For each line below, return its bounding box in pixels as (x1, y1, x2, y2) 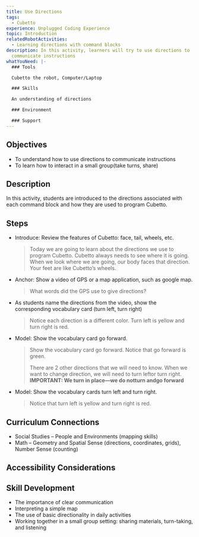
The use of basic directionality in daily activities (14, 511, 132, 519)
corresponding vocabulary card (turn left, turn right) (14, 306, 143, 313)
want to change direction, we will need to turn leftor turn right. (29, 370, 182, 378)
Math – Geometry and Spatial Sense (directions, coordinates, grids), (14, 439, 181, 446)
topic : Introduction (6, 31, 58, 37)
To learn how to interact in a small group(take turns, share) (14, 162, 159, 169)
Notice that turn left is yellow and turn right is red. (29, 400, 151, 407)
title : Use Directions (6, 8, 62, 15)
